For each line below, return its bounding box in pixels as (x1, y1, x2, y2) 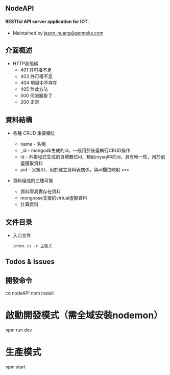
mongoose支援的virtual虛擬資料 (20, 195, 88, 201)
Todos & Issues (5, 258, 55, 266)
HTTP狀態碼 (12, 61, 39, 67)
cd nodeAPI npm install (5, 290, 54, 297)
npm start (5, 364, 26, 370)
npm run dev (5, 327, 32, 333)
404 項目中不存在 (20, 80, 58, 86)
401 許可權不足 (20, 67, 52, 73)
